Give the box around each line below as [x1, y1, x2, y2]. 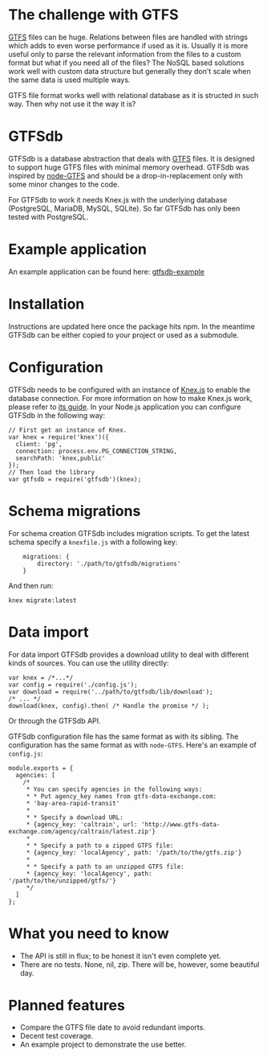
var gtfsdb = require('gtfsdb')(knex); [8, 475, 142, 483]
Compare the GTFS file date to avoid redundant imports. [19, 1022, 206, 1032]
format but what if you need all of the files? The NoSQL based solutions [8, 58, 245, 68]
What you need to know [8, 924, 170, 942]
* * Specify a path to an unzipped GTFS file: [26, 862, 184, 871]
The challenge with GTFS [8, 6, 179, 24]
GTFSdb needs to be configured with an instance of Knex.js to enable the [8, 384, 251, 395]
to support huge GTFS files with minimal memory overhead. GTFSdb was [8, 162, 250, 172]
